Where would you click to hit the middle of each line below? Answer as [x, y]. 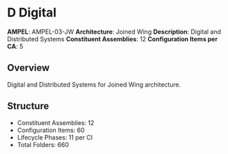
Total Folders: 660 [43, 144]
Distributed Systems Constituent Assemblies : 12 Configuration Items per [113, 38]
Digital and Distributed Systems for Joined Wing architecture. [94, 85]
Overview [29, 68]
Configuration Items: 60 [51, 130]
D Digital [32, 13]
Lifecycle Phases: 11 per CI [55, 137]
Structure [28, 106]
